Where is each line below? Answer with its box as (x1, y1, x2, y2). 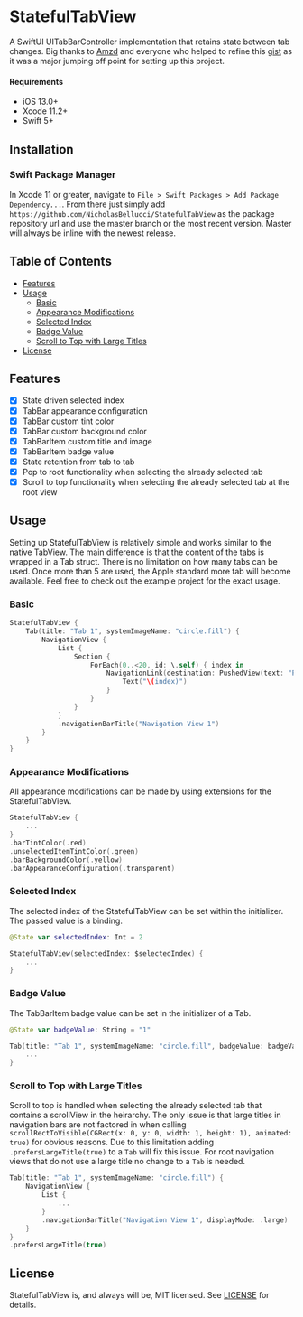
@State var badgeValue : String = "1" (9, 1025, 151, 1034)
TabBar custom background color (22, 425, 147, 436)
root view (22, 487, 58, 498)
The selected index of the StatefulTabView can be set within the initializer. (9, 905, 284, 916)
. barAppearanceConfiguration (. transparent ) (9, 864, 176, 873)
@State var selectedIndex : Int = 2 (9, 932, 143, 941)
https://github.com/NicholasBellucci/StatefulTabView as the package (9, 208, 275, 219)
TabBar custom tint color (22, 416, 115, 426)
